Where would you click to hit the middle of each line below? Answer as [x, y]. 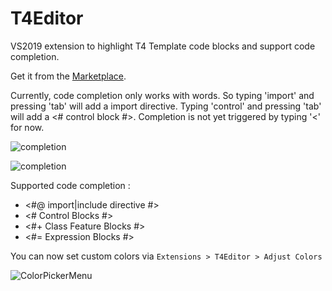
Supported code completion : [70, 185]
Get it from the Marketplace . [68, 76]
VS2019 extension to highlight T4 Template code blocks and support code [163, 46]
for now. [27, 127]
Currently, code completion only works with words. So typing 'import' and [162, 95]
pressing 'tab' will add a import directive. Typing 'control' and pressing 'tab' [166, 106]
